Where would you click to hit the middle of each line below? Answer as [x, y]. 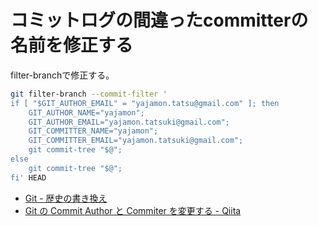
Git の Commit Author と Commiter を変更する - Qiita [133, 210]
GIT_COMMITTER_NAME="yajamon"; [93, 131]
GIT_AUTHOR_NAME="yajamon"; [86, 112]
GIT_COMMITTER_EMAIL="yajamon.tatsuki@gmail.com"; [136, 141]
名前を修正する [72, 45]
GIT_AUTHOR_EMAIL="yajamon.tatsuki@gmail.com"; [129, 122]
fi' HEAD [28, 177]
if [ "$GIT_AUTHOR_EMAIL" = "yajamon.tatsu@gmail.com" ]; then [145, 103]
